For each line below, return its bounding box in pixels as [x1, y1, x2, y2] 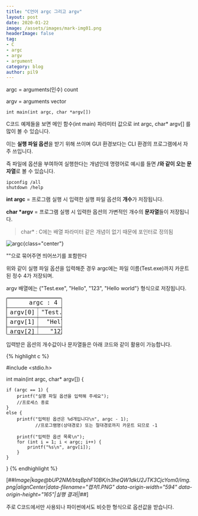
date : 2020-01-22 [6, 20, 49, 25]
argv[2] [9, 327, 35, 336]
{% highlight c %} [6, 353, 49, 360]
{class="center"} [22, 240, 64, 247]
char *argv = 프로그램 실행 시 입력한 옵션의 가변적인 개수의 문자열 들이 [6, 208, 169, 216]
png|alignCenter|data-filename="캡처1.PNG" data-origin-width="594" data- [6, 483, 193, 491]
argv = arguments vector [6, 98, 67, 105]
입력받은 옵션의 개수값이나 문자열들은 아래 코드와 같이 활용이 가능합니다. [6, 341, 172, 348]
